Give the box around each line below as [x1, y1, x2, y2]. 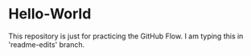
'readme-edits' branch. [8, 39, 85, 49]
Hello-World [8, 5, 92, 23]
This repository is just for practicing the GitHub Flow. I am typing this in [8, 31, 244, 41]
